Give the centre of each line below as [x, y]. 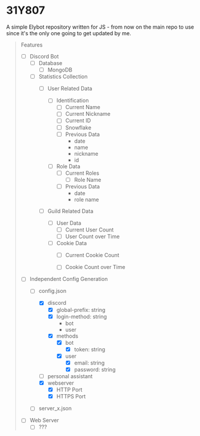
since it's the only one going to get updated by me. [69, 33]
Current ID [78, 120]
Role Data [68, 166]
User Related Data [70, 89]
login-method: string [82, 316]
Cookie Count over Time [95, 267]
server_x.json [55, 409]
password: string [95, 369]
